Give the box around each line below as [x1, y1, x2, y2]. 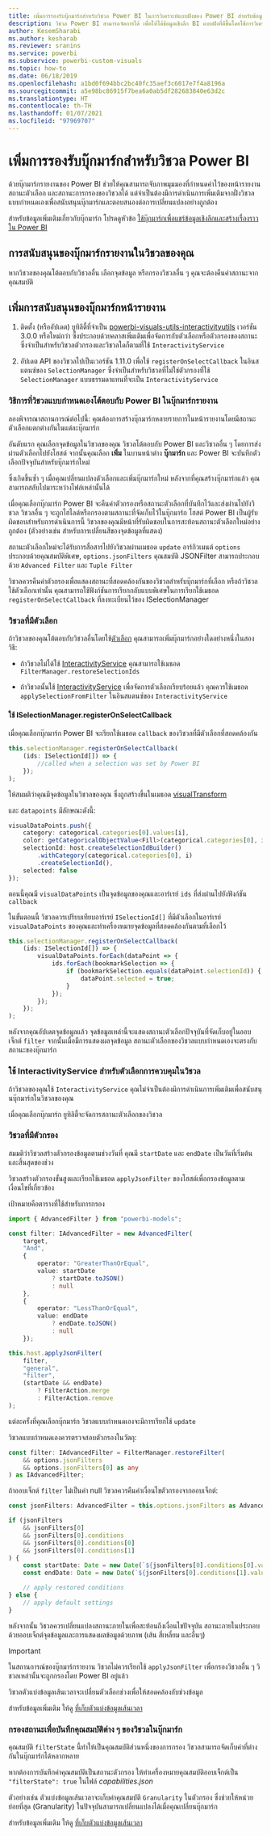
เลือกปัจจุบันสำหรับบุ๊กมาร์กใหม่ [8, 457, 90, 467]
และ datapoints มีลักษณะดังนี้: [8, 805, 96, 815]
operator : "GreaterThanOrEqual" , [37, 1259, 150, 1268]
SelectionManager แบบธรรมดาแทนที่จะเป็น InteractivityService [19, 375, 219, 384]
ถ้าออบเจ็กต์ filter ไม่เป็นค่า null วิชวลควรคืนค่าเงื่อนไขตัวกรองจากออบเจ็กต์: [8, 1485, 219, 1495]
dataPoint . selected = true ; [80, 974, 175, 982]
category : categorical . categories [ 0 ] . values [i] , [23, 829, 190, 837]
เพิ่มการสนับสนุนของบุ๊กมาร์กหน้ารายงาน [8, 300, 166, 315]
